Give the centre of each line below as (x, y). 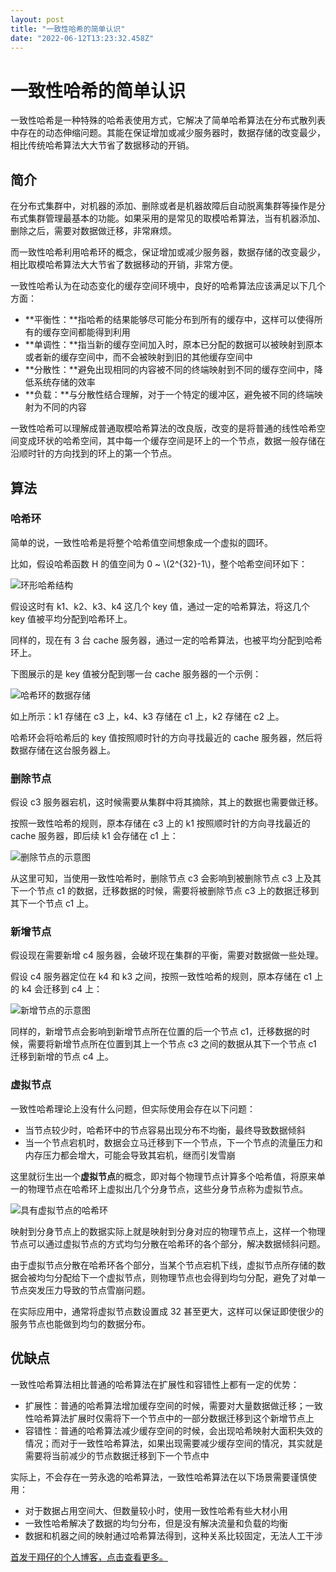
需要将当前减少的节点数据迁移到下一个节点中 (117, 1455)
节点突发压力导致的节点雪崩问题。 (80, 1290)
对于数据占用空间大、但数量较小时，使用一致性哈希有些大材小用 (156, 1510)
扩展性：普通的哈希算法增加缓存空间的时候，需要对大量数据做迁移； (165, 1405)
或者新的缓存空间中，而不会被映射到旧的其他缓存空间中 (138, 357)
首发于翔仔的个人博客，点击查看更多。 (89, 1557)
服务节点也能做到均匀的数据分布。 (80, 1323)
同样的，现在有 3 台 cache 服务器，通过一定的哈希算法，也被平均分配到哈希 (166, 640)
